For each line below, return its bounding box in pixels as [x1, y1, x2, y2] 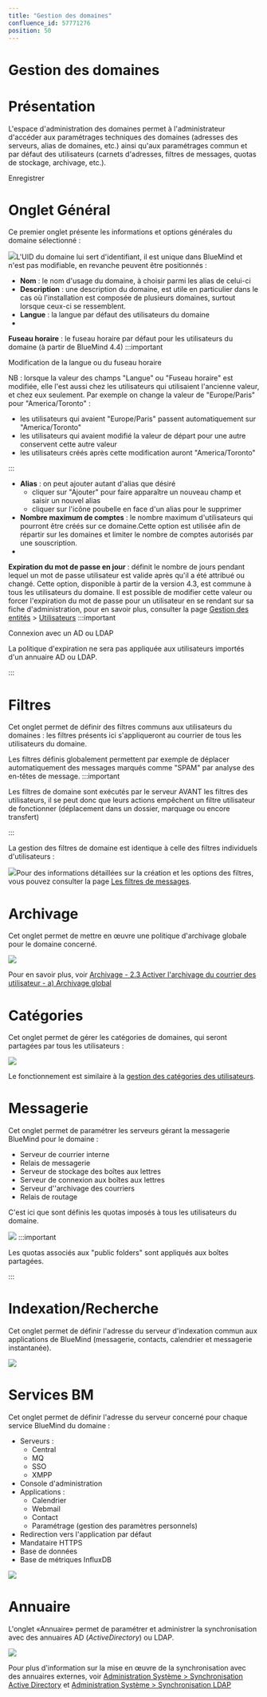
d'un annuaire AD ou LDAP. [8, 652, 98, 662]
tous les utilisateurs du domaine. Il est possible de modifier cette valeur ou [8, 588, 253, 597]
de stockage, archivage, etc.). [8, 157, 106, 167]
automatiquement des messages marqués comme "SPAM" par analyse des [8, 763, 255, 773]
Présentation [8, 97, 96, 116]
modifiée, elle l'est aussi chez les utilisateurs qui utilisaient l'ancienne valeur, [8, 382, 260, 392]
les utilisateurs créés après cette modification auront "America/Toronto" [19, 448, 257, 458]
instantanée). [8, 1343, 52, 1352]
